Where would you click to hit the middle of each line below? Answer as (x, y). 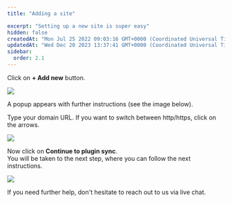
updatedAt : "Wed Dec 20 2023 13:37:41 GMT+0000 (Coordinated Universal (112, 46)
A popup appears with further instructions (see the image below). (100, 104)
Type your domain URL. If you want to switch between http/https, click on (112, 117)
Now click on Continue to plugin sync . (62, 151)
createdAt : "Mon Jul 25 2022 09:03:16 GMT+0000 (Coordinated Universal (112, 39)
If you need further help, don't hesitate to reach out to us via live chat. (107, 192)
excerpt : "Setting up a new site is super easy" (78, 26)
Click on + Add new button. (46, 77)
